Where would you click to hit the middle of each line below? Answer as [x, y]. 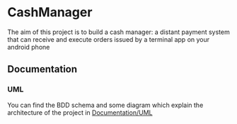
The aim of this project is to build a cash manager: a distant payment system [118, 32]
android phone [29, 47]
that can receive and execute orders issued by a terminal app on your [109, 39]
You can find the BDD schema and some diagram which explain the [105, 105]
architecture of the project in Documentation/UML [80, 112]
